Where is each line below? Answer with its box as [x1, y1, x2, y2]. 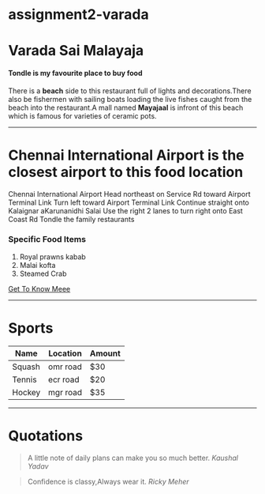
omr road [48, 361, 83, 372]
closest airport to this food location [8, 163, 244, 181]
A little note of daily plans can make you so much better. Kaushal [27, 453, 239, 462]
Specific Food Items [8, 234, 87, 245]
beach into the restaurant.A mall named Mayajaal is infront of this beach [8, 103, 244, 112]
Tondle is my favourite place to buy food [8, 68, 143, 77]
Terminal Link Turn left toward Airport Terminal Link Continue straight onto [8, 198, 250, 207]
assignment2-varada [8, 6, 149, 24]
